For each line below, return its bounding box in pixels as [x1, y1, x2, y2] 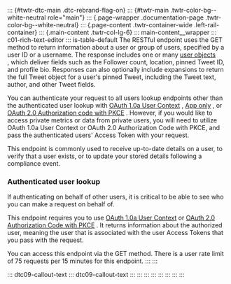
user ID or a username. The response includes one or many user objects [7, 50, 216, 59]
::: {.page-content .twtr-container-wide [80, 21, 192, 29]
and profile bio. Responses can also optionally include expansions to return [7, 66, 224, 73]
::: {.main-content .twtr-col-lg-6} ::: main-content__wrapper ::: [38, 28, 217, 36]
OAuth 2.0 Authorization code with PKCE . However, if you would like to [7, 108, 213, 117]
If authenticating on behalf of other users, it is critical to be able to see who [7, 192, 224, 201]
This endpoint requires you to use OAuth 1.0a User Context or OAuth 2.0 [7, 213, 216, 222]
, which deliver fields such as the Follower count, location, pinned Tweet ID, [7, 58, 225, 66]
